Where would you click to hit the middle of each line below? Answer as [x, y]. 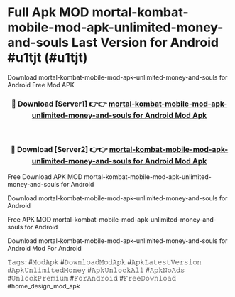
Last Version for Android [145, 43]
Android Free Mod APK [41, 85]
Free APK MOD [29, 219]
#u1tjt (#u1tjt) [48, 58]
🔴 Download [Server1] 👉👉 [59, 104]
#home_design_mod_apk [44, 286]
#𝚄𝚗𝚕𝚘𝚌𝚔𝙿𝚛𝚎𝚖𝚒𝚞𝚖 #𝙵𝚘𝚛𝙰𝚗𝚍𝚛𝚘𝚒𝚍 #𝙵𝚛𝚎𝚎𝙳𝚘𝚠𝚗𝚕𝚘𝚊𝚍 [92, 278]
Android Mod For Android [44, 248]
